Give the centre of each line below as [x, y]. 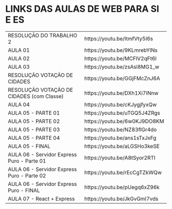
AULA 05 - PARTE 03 [34, 130]
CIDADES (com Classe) [36, 96]
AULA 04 [19, 104]
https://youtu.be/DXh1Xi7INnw [121, 93]
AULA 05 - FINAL [29, 146]
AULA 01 [19, 50]
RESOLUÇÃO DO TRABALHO [43, 35]
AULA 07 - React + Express [41, 199]
